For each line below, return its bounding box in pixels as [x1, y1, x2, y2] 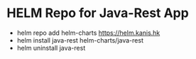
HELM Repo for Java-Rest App [6, 5, 189, 21]
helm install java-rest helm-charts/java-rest [16, 36, 143, 44]
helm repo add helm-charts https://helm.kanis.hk [16, 28, 160, 37]
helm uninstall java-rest [16, 43, 86, 52]
